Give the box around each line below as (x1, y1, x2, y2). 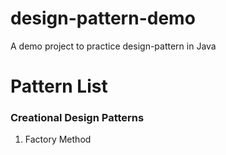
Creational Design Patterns (10, 111, 145, 125)
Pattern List (10, 75, 108, 98)
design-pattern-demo (10, 7, 196, 30)
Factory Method (24, 133, 92, 146)
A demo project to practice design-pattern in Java (10, 40, 217, 52)
